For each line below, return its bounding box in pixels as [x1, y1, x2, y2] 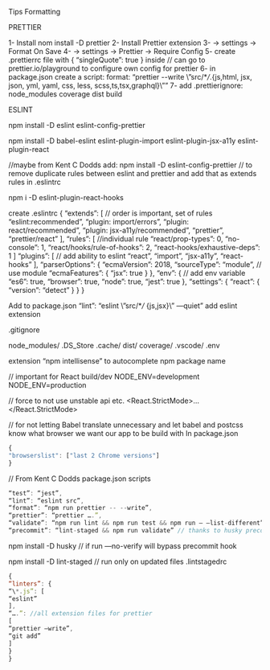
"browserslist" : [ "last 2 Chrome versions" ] [8, 451, 160, 459]
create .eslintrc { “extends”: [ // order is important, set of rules [8, 208, 213, 218]
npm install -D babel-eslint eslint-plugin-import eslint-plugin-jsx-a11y [8, 136, 236, 146]
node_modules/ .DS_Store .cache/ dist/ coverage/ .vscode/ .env [8, 341, 220, 350]
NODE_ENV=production [8, 380, 87, 389]
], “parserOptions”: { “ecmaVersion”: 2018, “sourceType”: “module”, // [33, 260, 262, 269]
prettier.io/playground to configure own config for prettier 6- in [8, 64, 216, 73]
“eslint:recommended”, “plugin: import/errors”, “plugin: [8, 217, 189, 226]
